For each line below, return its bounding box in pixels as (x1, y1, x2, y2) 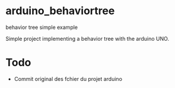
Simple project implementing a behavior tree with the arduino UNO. (5, 35, 170, 42)
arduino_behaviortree (5, 4, 115, 18)
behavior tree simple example (5, 24, 78, 31)
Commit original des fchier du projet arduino (14, 75, 123, 82)
